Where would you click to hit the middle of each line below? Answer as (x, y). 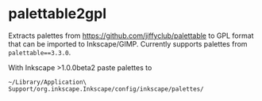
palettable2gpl (58, 14)
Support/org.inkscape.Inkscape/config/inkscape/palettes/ (106, 89)
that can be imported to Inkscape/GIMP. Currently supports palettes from (128, 43)
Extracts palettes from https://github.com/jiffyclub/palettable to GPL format (131, 36)
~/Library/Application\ (48, 82)
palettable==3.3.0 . (40, 52)
